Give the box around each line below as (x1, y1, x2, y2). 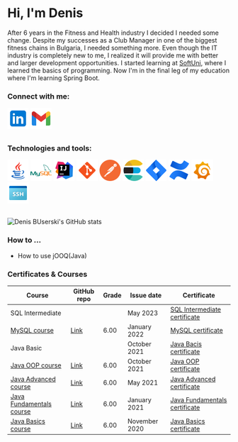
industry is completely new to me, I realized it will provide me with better (7, 51, 219, 60)
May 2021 (127, 378, 158, 387)
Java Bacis (169, 340, 202, 348)
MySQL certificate (169, 326, 223, 335)
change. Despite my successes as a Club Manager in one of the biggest (7, 35, 217, 44)
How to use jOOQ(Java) (17, 251, 87, 260)
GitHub (73, 287, 95, 296)
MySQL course (10, 326, 55, 335)
